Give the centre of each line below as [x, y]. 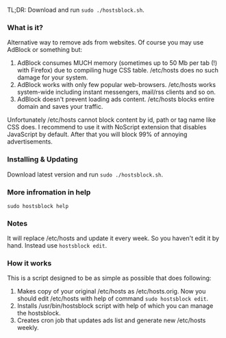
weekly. [28, 328]
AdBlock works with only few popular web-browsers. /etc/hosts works [116, 85]
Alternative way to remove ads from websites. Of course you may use [105, 42]
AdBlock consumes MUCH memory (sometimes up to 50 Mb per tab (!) [117, 63]
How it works [29, 263]
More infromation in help [49, 192]
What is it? [25, 27]
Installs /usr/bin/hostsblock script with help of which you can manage [115, 306]
